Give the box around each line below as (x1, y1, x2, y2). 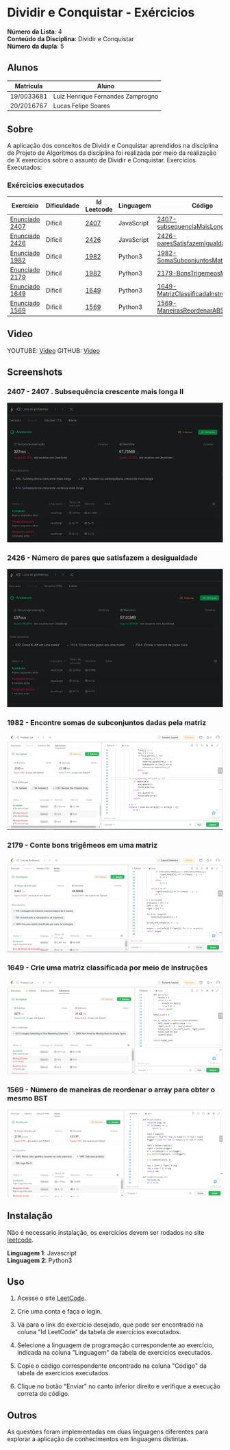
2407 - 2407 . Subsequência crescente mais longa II (7, 386, 184, 396)
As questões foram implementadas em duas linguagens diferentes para (7, 1427, 209, 1436)
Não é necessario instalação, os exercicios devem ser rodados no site (7, 1228, 205, 1236)
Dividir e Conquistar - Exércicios (7, 5, 195, 21)
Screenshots (7, 367, 63, 378)
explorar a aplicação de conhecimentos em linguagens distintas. (7, 1435, 189, 1443)
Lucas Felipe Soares (53, 101, 111, 110)
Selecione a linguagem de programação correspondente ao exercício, (16, 1341, 214, 1349)
